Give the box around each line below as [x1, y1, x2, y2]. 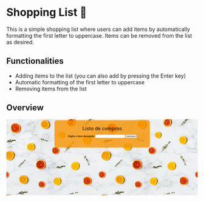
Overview [6, 103, 44, 113]
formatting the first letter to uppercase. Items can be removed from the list [6, 32, 192, 39]
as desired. [6, 38, 35, 45]
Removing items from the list [15, 85, 87, 92]
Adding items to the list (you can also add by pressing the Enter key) [15, 72, 186, 79]
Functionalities [6, 56, 64, 66]
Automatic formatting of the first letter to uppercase [15, 78, 144, 86]
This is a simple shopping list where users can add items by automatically [6, 25, 190, 33]
